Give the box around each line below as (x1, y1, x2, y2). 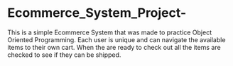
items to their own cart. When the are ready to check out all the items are (7, 43, 222, 51)
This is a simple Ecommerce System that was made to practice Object (7, 28, 212, 37)
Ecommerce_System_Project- (7, 5, 187, 21)
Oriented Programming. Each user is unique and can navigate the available (7, 35, 226, 44)
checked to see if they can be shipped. (7, 51, 121, 59)
